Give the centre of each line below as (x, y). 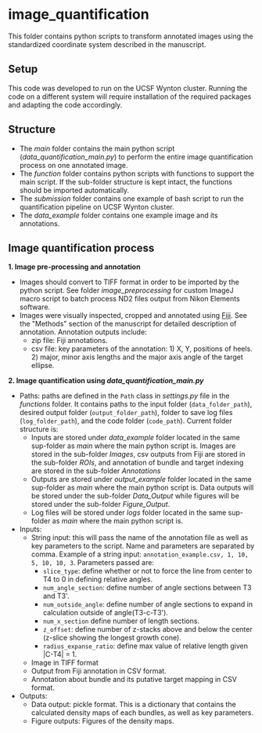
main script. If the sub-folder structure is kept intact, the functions (126, 181)
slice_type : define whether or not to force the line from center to (147, 571)
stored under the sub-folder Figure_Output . (100, 505)
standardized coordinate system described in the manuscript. (107, 44)
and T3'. (56, 596)
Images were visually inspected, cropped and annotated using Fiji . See (133, 315)
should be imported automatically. (74, 190)
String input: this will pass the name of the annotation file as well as (140, 538)
